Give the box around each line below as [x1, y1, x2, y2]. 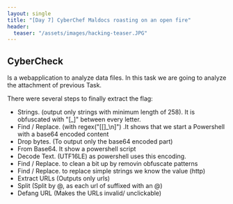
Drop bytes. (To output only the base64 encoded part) [17, 137, 173, 146]
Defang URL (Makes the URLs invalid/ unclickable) [17, 189, 162, 198]
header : [7, 23, 30, 30]
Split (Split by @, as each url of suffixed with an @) [17, 182, 163, 190]
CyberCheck [7, 55, 64, 67]
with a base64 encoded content [17, 130, 109, 139]
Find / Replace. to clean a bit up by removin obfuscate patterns [17, 160, 198, 168]
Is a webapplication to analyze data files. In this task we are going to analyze [7, 74, 227, 82]
